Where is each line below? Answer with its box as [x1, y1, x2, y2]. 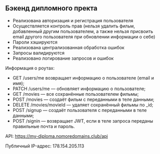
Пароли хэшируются [12, 39, 58, 45]
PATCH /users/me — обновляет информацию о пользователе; [12, 86, 146, 92]
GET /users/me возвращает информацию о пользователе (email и [12, 74, 154, 81]
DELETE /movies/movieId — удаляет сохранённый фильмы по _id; [12, 101, 153, 108]
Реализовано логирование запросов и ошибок [12, 55, 114, 61]
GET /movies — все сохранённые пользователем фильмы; [12, 91, 139, 97]
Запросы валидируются [12, 50, 65, 56]
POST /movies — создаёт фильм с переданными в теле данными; [12, 96, 154, 102]
